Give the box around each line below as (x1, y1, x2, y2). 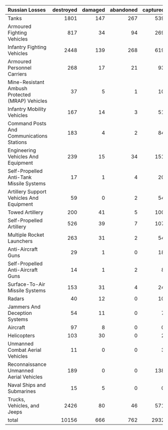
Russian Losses (7, 7, 46, 13)
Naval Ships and (7, 381, 46, 388)
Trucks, (7, 396, 25, 402)
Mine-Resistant (7, 79, 44, 86)
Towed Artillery (7, 209, 43, 216)
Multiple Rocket (7, 231, 44, 238)
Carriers (7, 71, 27, 77)
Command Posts (7, 120, 46, 127)
